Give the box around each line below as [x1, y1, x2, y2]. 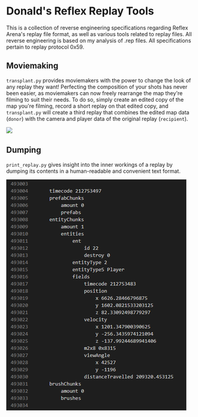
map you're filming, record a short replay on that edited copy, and [6, 102, 169, 110]
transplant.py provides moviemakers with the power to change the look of [6, 76, 191, 84]
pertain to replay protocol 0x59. [6, 43, 85, 51]
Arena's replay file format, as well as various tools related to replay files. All [6, 30, 192, 37]
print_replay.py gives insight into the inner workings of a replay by [6, 161, 173, 168]
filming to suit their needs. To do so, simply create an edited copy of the [6, 96, 184, 103]
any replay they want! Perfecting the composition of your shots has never [6, 83, 188, 90]
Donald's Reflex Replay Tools [6, 4, 154, 18]
